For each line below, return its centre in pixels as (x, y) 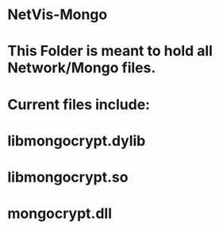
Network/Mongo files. (82, 68)
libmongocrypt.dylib (77, 140)
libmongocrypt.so (68, 177)
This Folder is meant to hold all (110, 51)
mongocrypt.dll (60, 214)
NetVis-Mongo (58, 15)
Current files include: (79, 104)
